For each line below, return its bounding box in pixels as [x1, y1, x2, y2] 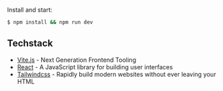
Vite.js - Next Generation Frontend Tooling [16, 56, 137, 64]
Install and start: [7, 6, 53, 14]
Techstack [7, 37, 53, 50]
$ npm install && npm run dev [7, 19, 94, 26]
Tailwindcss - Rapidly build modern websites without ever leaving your [16, 70, 217, 78]
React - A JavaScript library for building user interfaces [16, 62, 173, 71]
